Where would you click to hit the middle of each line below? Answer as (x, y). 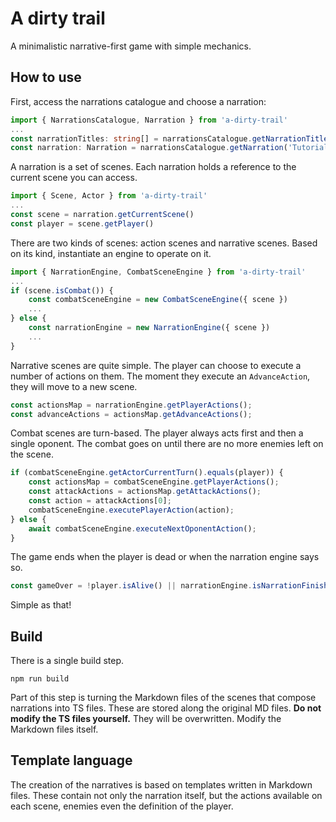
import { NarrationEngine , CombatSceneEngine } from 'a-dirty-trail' (158, 272)
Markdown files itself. (54, 729)
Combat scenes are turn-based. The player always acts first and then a (157, 433)
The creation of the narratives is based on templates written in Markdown (161, 784)
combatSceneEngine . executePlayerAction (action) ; (131, 510)
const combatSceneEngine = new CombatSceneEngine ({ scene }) (158, 300)
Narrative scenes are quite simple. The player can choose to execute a (156, 365)
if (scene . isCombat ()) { (62, 290)
